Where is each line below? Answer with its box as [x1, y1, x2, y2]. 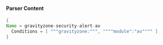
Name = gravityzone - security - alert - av [6, 23, 100, 29]
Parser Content [6, 5, 44, 12]
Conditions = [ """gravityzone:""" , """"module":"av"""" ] [11, 28, 158, 34]
